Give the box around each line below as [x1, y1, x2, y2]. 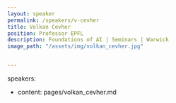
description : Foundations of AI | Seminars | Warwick [7, 36, 170, 43]
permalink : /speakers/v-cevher [7, 17, 100, 24]
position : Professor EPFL [7, 29, 83, 37]
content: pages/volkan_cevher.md [17, 88, 117, 96]
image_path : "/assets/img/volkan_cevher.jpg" [7, 43, 143, 50]
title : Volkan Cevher [7, 23, 71, 30]
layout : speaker [7, 10, 55, 18]
